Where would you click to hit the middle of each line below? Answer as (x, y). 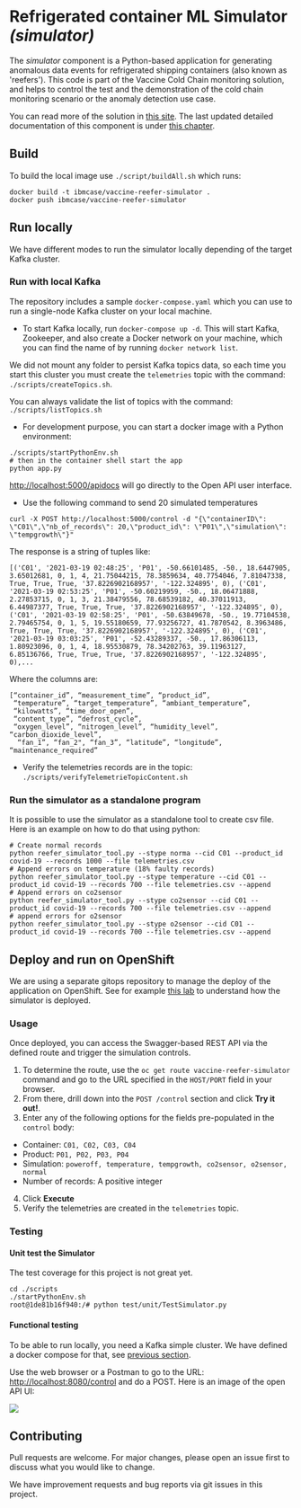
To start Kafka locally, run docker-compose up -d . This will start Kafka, (151, 328)
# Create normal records (56, 846)
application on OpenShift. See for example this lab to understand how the (145, 990)
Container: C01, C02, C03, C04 (79, 1145)
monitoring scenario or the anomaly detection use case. (113, 98)
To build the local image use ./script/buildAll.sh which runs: (125, 175)
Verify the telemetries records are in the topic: (107, 767)
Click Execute (48, 1199)
